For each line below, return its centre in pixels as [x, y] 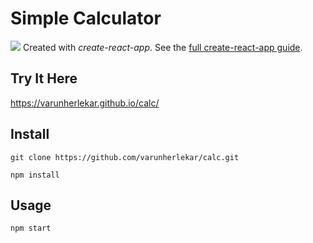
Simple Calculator [86, 18]
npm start [31, 228]
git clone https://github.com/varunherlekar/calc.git [125, 157]
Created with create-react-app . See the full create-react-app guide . [162, 47]
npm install [35, 175]
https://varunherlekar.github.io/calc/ [85, 103]
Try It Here [44, 78]
